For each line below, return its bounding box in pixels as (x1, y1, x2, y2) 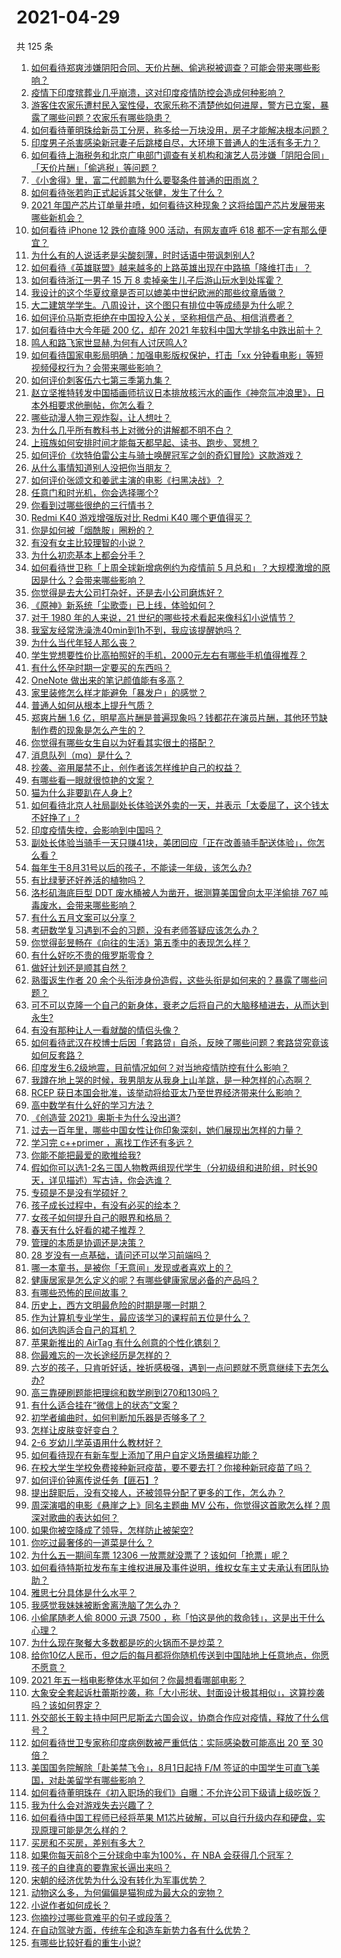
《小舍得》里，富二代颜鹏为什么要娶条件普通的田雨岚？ (30, 174, 259, 186)
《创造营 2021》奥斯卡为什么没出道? (30, 1111, 181, 1123)
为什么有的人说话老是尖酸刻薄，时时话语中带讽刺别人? (30, 249, 255, 261)
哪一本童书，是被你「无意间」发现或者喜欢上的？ (30, 1261, 233, 1273)
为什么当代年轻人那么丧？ (30, 636, 137, 648)
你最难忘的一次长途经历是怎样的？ (30, 1349, 172, 1361)
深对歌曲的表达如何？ (30, 1511, 119, 1523)
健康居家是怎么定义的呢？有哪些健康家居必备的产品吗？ (30, 1274, 259, 1286)
